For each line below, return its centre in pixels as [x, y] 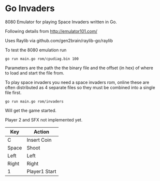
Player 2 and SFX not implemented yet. [44, 120]
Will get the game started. [31, 110]
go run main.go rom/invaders [34, 101]
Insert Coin [39, 140]
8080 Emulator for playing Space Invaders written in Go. [61, 22]
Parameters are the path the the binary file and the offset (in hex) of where [79, 68]
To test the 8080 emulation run [36, 50]
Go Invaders [30, 8]
